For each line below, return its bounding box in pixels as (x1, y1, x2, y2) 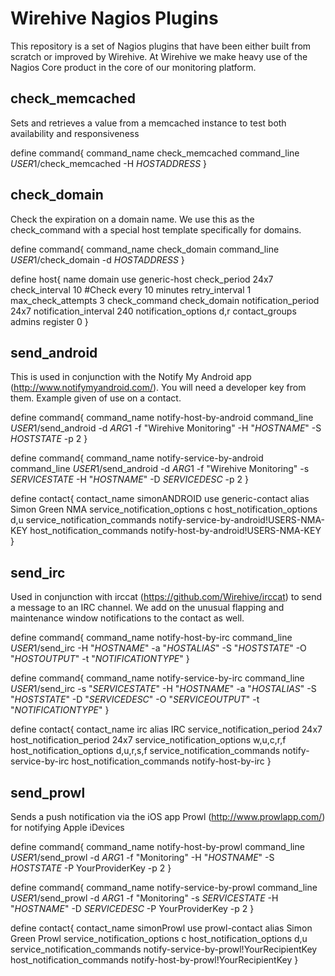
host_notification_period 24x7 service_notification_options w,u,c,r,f (10, 734, 287, 746)
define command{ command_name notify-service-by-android (10, 452, 264, 464)
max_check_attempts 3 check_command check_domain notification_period (10, 294, 320, 306)
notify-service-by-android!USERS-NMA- (158, 514, 326, 526)
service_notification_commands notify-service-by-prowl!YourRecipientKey (10, 943, 318, 955)
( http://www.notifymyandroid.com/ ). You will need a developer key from (10, 382, 307, 394)
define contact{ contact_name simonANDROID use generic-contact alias (10, 493, 310, 505)
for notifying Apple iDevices (10, 822, 125, 833)
